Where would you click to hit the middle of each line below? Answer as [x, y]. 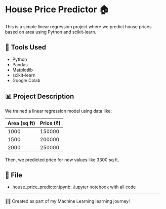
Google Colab [26, 80]
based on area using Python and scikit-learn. [51, 32]
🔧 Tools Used [26, 47]
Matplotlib [22, 70]
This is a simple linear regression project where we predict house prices [78, 26]
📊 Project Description [40, 97]
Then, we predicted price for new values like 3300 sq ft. [62, 160]
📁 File [14, 175]
